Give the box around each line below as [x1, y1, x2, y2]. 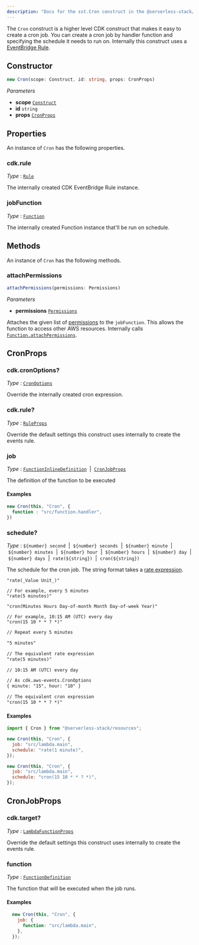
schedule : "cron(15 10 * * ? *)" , [12, 774, 97, 780]
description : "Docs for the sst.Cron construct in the [6, 8, 145, 15]
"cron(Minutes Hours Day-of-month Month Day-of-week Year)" [6, 604, 158, 610]
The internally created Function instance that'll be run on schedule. [6, 223, 170, 231]
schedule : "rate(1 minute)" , [12, 747, 84, 753]
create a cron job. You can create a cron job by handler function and [6, 31, 173, 39]
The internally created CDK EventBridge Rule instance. [6, 184, 139, 191]
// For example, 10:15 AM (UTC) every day [6, 614, 113, 620]
